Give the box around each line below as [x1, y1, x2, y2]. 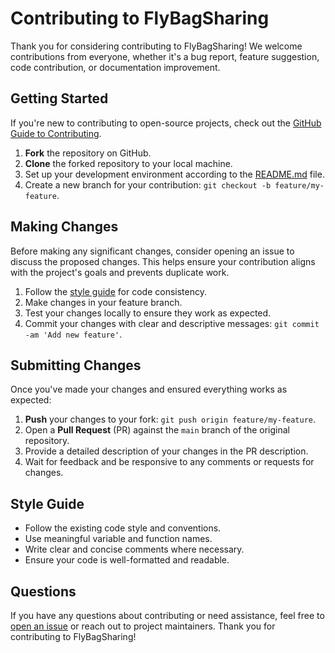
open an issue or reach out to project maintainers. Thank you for [10, 620, 276, 632]
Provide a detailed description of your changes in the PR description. [24, 445, 309, 457]
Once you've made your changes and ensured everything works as [10, 383, 288, 396]
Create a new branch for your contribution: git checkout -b [24, 178, 272, 191]
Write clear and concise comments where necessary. [24, 543, 245, 556]
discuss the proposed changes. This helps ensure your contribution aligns [10, 255, 316, 267]
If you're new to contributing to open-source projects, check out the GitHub [10, 117, 322, 129]
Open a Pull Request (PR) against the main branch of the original [24, 424, 290, 436]
